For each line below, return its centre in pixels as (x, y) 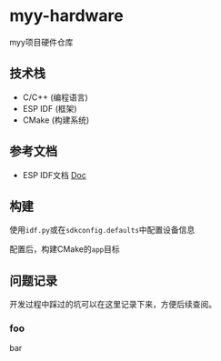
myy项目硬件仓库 (41, 42)
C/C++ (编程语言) (55, 97)
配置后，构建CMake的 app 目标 (65, 249)
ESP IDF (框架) (50, 108)
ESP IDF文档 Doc (54, 175)
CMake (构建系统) (56, 120)
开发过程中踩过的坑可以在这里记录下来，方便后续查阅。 (113, 305)
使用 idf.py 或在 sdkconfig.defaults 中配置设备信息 (102, 230)
